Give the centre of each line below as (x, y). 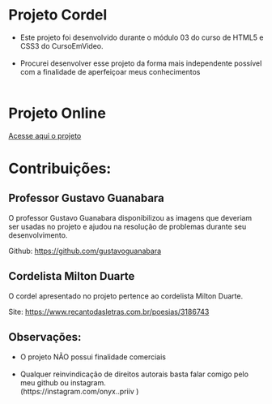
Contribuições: (60, 169)
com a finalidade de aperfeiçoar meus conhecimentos (110, 71)
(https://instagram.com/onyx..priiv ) (79, 391)
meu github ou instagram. (63, 382)
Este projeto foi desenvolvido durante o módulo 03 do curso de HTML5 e (142, 37)
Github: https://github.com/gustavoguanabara (85, 251)
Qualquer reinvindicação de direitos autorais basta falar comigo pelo (134, 374)
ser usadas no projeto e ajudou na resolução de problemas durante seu (127, 226)
